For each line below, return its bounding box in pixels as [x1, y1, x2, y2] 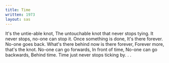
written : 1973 [5, 12, 36, 17]
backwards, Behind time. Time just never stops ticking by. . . [5, 52, 131, 58]
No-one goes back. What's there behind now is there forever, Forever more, [5, 41, 164, 47]
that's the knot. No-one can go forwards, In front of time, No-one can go [5, 46, 158, 53]
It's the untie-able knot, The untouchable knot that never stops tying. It [5, 31, 154, 37]
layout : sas [5, 17, 31, 22]
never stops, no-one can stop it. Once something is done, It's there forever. [5, 36, 163, 42]
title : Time [5, 7, 31, 13]
